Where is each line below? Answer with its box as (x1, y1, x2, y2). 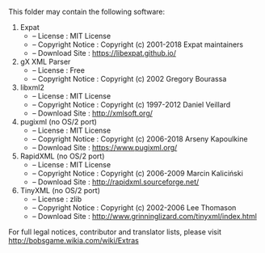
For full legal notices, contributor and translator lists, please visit (8, 227, 222, 237)
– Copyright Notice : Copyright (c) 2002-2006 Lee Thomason (32, 203, 237, 213)
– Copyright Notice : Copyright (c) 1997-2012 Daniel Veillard (32, 100, 231, 109)
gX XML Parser (19, 57, 71, 66)
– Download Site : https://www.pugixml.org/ (32, 143, 178, 152)
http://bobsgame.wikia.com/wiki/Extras (8, 236, 139, 245)
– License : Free (32, 65, 85, 75)
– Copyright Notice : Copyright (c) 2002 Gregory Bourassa (32, 74, 227, 83)
